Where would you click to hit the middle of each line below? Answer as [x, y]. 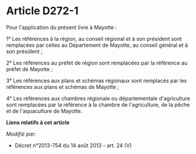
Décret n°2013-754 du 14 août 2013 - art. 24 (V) [73, 145]
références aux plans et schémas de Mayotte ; [63, 86]
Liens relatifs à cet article [38, 122]
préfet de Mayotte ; [30, 69]
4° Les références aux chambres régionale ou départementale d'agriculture [98, 98]
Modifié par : [21, 134]
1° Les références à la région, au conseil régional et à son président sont [94, 38]
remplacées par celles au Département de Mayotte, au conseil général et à [97, 45]
